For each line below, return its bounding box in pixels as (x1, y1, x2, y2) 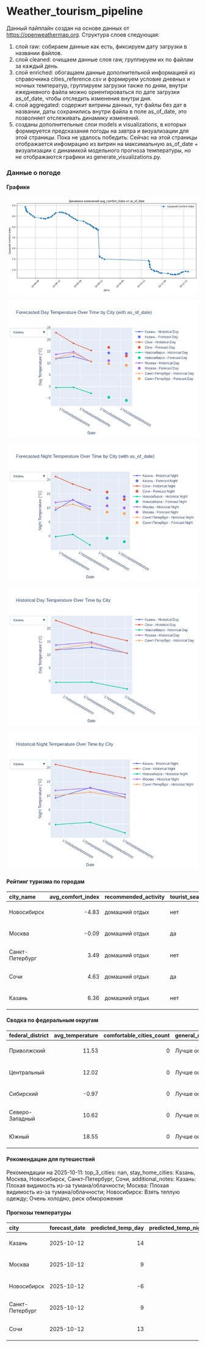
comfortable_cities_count (103, 1032, 170, 1039)
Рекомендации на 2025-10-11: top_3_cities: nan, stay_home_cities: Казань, (6, 1169, 196, 1177)
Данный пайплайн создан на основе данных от (6, 24, 130, 32)
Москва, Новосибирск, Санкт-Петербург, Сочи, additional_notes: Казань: (6, 1175, 196, 1183)
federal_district (9, 1032, 49, 1039)
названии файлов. (15, 49, 62, 56)
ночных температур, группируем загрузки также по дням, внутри (15, 81, 188, 89)
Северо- (9, 1108, 32, 1115)
